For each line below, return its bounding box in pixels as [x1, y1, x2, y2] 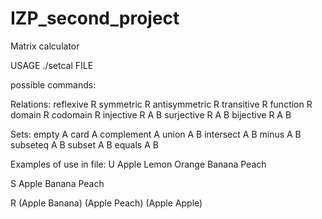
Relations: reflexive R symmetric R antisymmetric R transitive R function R [10, 98, 313, 110]
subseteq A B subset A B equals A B [10, 138, 159, 151]
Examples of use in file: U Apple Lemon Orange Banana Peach [10, 158, 267, 170]
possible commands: [10, 78, 97, 91]
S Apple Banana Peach [10, 177, 105, 189]
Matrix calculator [10, 40, 80, 52]
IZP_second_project [10, 7, 180, 30]
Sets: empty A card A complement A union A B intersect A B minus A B [10, 128, 302, 140]
